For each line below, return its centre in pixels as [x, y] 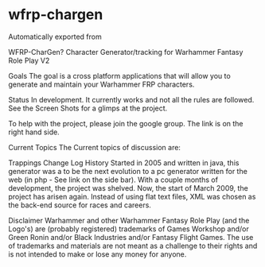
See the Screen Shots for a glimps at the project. [88, 108]
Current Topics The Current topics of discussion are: [95, 147]
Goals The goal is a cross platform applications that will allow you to [119, 75]
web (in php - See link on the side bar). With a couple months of [113, 180]
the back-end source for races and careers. [80, 205]
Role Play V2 [29, 60]
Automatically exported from [55, 37]
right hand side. [34, 132]
